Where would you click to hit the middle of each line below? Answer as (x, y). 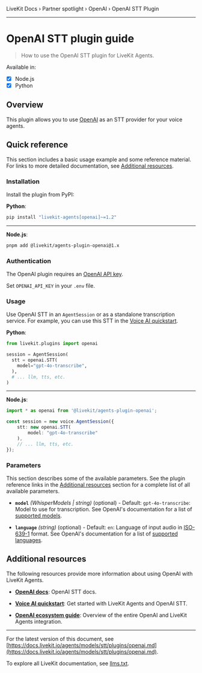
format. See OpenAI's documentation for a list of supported (105, 534)
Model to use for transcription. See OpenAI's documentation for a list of (103, 509)
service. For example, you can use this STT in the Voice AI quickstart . (92, 321)
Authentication (29, 261)
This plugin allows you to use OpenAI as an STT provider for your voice (94, 119)
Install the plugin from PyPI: (40, 194)
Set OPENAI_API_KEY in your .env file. (50, 286)
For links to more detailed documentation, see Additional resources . (90, 166)
